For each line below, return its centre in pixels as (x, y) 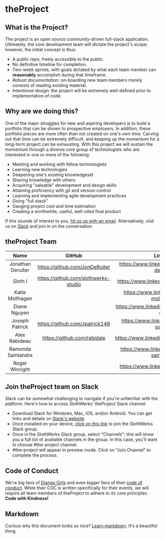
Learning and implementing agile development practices (69, 195)
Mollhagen (20, 298)
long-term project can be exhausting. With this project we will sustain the (79, 144)
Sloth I (20, 281)
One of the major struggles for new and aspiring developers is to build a (78, 123)
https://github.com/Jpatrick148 (74, 323)
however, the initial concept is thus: (41, 50)
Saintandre (20, 355)
